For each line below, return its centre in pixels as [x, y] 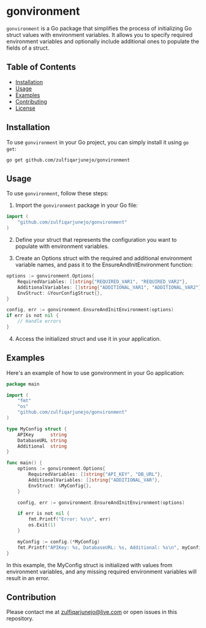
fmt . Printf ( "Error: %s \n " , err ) [70, 519]
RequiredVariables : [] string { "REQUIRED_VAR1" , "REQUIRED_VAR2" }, [103, 281]
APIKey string [42, 435]
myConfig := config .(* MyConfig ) [59, 541]
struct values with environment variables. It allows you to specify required [100, 34]
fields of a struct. [28, 48]
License [25, 108]
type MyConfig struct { [37, 429]
